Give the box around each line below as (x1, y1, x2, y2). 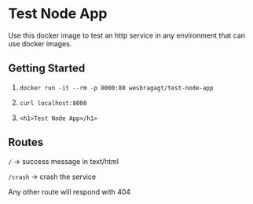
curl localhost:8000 (19, 99, 87, 107)
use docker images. (8, 38, 72, 48)
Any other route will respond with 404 (8, 187, 131, 196)
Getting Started (8, 62, 86, 75)
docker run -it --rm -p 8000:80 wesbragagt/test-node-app (19, 84, 214, 92)
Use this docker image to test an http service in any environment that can (8, 31, 246, 40)
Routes (8, 136, 44, 149)
